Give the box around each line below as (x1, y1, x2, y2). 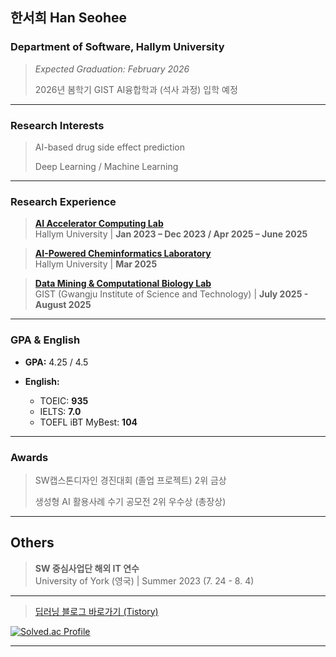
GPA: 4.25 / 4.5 (24, 356, 89, 368)
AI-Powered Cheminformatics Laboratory (34, 248, 212, 260)
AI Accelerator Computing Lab (34, 218, 164, 230)
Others (10, 534, 55, 552)
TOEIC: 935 (39, 394, 89, 407)
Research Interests (10, 118, 105, 132)
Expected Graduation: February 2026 (34, 63, 190, 75)
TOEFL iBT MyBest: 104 (39, 416, 138, 428)
